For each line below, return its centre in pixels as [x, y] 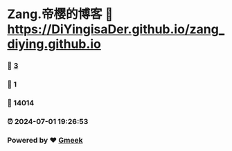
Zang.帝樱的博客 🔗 [60, 14]
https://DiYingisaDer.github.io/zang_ [116, 29]
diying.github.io [54, 44]
